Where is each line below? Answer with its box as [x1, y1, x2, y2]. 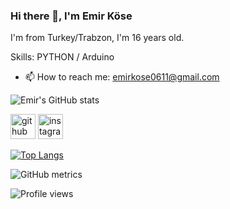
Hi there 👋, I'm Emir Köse [10, 9, 133, 23]
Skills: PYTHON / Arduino [10, 51, 115, 63]
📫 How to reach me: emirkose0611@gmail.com [24, 71, 220, 83]
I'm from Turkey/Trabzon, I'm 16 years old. [10, 32, 185, 44]
